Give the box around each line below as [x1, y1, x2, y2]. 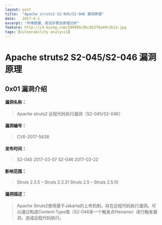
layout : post [5, 7, 31, 12]
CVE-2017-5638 [16, 134, 49, 139]
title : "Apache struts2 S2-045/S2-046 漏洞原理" [5, 12, 104, 16]
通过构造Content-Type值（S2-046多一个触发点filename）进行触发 [21, 209, 153, 214]
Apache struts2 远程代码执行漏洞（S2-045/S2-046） [16, 111, 123, 117]
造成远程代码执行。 [25, 215, 64, 221]
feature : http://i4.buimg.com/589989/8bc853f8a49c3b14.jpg [5, 25, 127, 30]
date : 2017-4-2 [5, 16, 40, 21]
